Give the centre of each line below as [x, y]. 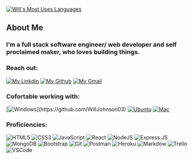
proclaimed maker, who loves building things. [73, 52]
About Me [25, 28]
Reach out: [22, 68]
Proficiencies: [27, 125]
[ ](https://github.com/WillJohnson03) [66, 109]
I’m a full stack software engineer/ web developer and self [91, 44]
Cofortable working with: [43, 96]
